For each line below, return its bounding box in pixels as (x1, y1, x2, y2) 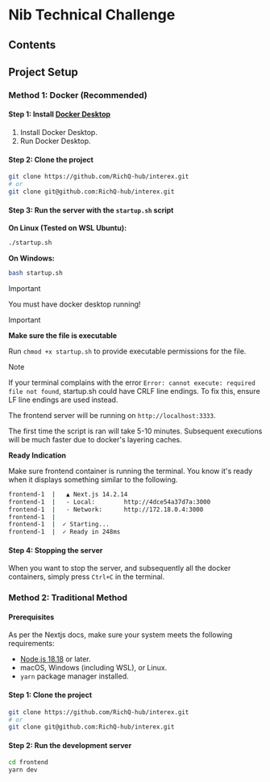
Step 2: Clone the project (8, 154, 94, 164)
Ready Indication (8, 450, 67, 460)
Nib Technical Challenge (8, 6, 176, 24)
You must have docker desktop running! (8, 299, 141, 309)
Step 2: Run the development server (8, 740, 132, 750)
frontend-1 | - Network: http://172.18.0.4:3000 (8, 505, 204, 514)
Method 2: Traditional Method (8, 592, 127, 603)
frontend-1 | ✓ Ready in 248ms (8, 528, 121, 536)
